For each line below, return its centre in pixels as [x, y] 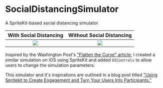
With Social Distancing [36, 35]
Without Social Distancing [100, 35]
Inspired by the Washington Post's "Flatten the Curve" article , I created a [80, 54]
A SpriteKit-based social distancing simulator [52, 23]
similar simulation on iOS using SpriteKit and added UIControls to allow [78, 60]
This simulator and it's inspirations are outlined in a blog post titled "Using [81, 75]
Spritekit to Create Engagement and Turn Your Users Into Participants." [78, 80]
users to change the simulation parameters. [50, 65]
